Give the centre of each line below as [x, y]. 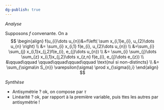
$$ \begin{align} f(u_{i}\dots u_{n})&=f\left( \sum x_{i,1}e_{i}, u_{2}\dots [82, 41]
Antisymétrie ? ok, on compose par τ [49, 91]
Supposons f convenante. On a [36, 33]
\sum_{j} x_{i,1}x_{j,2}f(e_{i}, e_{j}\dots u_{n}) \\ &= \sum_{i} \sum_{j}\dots [82, 51]
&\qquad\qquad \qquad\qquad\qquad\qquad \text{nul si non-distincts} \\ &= [82, 62]
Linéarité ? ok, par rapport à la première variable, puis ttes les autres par [85, 97]
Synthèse [15, 82]
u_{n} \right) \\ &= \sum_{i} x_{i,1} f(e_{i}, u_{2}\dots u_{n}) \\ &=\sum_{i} [82, 46]
